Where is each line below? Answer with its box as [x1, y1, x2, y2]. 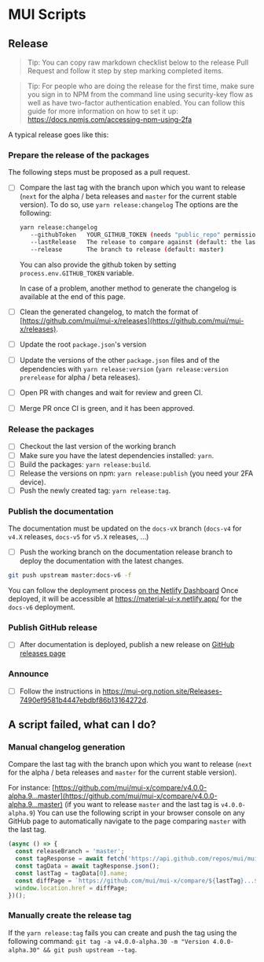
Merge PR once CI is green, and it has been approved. [19, 404, 195, 413]
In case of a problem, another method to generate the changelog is [19, 283, 237, 293]
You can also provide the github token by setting [19, 260, 177, 269]
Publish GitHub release [8, 622, 98, 633]
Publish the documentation [8, 505, 114, 516]
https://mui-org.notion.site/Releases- [101, 686, 222, 696]
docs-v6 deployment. [8, 602, 76, 612]
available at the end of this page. [19, 291, 126, 301]
